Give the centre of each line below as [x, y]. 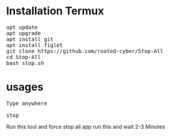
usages [25, 87]
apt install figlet [35, 45]
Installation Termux [55, 11]
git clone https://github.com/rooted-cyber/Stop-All [85, 51]
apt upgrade [24, 33]
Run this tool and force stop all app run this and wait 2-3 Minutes [86, 126]
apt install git [30, 39]
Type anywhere [27, 103]
